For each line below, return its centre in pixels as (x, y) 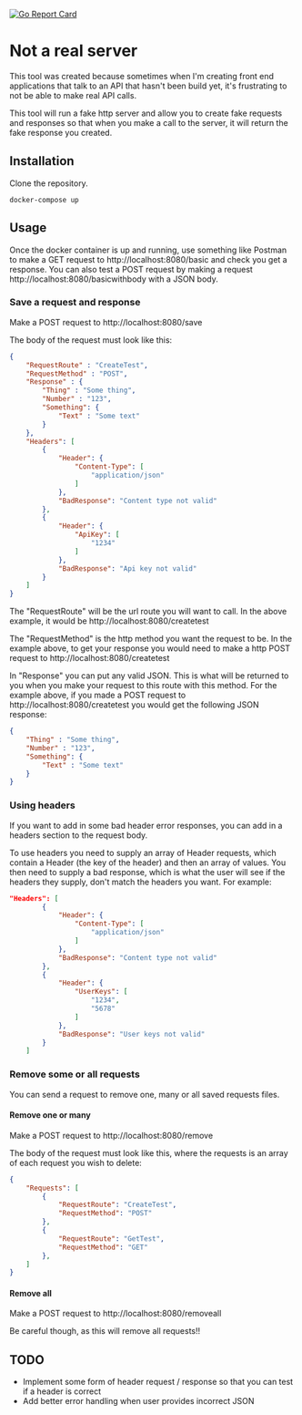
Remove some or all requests (75, 1074)
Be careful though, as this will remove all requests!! (105, 1331)
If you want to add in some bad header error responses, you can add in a (146, 825)
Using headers (42, 805)
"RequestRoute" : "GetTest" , (111, 1239)
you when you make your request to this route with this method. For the (143, 686)
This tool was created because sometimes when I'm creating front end (142, 76)
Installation (42, 161)
